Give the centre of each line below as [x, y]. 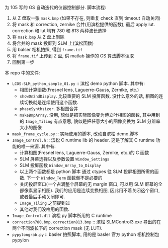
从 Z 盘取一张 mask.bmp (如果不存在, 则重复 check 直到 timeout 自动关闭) [86, 18]
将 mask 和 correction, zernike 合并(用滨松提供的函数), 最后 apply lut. [83, 24]
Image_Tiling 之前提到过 [45, 203]
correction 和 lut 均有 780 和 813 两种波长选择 [59, 31]
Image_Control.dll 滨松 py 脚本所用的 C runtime [62, 216]
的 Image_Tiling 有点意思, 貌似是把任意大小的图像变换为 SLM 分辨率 [90, 121]
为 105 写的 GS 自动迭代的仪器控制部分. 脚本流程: [56, 7]
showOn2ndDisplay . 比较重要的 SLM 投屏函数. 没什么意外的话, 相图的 [89, 96]
